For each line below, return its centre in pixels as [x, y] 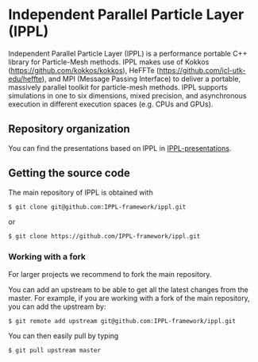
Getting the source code [69, 173]
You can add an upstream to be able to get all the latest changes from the [128, 289]
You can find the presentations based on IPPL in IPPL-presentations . [120, 148]
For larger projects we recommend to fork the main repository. [110, 274]
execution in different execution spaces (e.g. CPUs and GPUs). [111, 104]
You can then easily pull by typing [64, 336]
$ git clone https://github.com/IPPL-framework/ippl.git [104, 237]
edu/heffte [25, 79]
